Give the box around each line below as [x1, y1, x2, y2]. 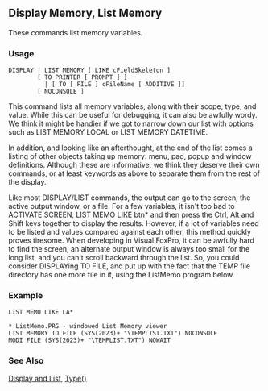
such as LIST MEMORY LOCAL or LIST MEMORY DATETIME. [8, 127, 208, 137]
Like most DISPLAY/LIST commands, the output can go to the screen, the [8, 193, 251, 202]
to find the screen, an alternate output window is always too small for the [8, 244, 250, 254]
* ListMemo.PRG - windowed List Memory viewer [8, 322, 167, 331]
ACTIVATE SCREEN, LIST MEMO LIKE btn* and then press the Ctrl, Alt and [8, 210, 254, 220]
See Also [8, 355, 44, 366]
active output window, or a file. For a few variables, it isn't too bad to [8, 202, 235, 211]
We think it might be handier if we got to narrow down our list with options [8, 119, 254, 128]
